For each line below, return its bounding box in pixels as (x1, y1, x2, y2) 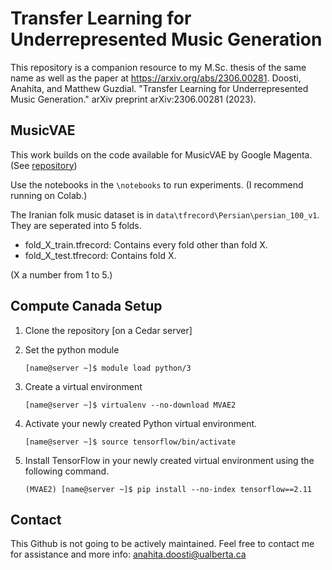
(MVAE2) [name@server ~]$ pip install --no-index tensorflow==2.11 (24, 484, 312, 494)
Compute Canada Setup (10, 298, 163, 315)
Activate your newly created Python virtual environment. (24, 417, 258, 429)
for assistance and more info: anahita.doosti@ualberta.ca (10, 548, 247, 561)
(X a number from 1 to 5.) (10, 268, 113, 281)
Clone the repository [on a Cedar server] (24, 324, 193, 336)
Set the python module (24, 343, 120, 356)
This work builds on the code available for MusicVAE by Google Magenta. (10, 148, 313, 161)
